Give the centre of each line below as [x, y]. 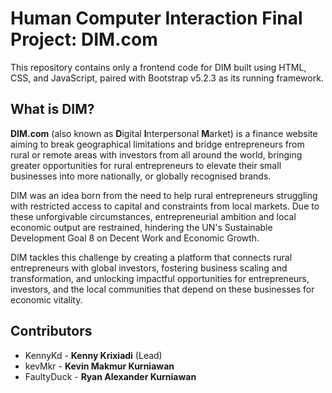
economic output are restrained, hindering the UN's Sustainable [141, 227]
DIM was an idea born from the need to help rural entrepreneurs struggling [164, 195]
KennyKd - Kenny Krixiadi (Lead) [93, 355]
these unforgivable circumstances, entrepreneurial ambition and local [153, 216]
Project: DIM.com [84, 39]
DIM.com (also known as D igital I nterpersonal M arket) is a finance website [164, 133]
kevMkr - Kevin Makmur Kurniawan [99, 366]
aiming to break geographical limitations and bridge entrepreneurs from [157, 144]
